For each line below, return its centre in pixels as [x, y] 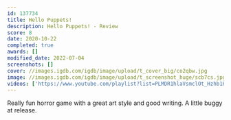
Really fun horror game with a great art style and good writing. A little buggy [115, 103]
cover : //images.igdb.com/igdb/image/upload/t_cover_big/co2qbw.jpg [107, 71]
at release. [22, 110]
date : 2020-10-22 [32, 39]
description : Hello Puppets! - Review [63, 26]
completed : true [30, 45]
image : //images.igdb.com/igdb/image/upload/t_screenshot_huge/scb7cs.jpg [117, 77]
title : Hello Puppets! [40, 20]
